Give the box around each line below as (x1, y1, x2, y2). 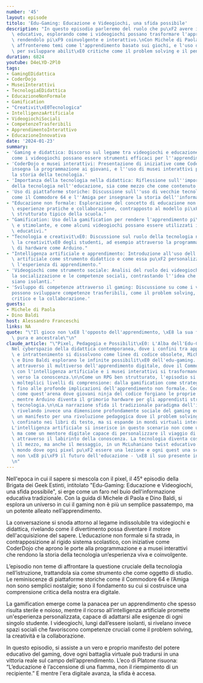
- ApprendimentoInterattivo (6, 127, 77, 133)
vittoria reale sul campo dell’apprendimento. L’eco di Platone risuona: (6, 656, 178, 664)
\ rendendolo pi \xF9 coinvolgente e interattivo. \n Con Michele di (11, 37, 182, 43)
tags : (6, 65, 20, 71)
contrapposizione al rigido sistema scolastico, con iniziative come (6, 538, 170, 545)
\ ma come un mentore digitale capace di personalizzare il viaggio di (11, 430, 196, 436)
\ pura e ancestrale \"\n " (11, 335, 77, 341)
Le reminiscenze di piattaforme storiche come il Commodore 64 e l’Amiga (6, 575, 189, 583)
